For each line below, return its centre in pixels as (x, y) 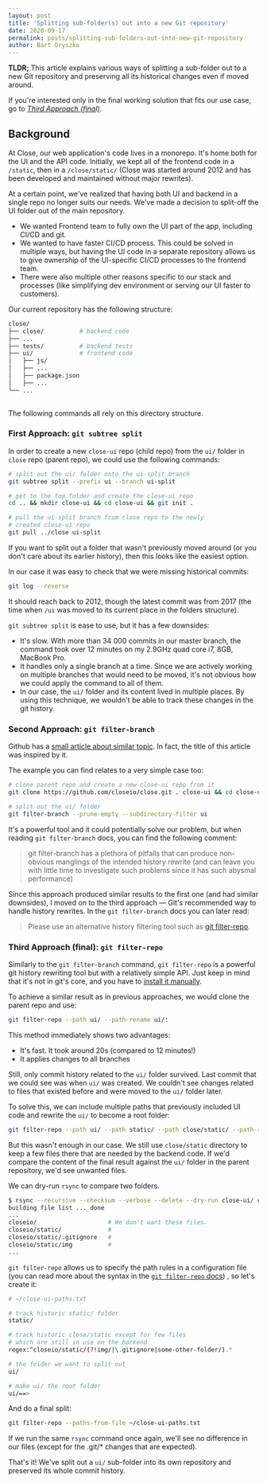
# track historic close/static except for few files (97, 1335)
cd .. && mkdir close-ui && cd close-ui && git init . (101, 503)
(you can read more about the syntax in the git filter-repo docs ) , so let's (132, 1276)
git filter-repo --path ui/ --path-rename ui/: (89, 1019)
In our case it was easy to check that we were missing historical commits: (128, 571)
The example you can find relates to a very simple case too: (106, 770)
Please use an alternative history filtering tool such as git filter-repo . (139, 926)
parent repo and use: (43, 1005)
